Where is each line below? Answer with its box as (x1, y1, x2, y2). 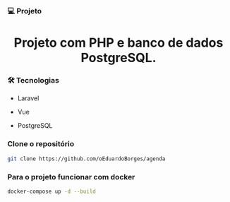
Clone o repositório (7, 139, 75, 149)
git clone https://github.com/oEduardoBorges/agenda (7, 155, 166, 162)
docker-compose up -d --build (7, 188, 97, 195)
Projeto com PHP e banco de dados (13, 35, 224, 51)
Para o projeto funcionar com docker (7, 172, 135, 182)
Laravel (17, 94, 40, 102)
